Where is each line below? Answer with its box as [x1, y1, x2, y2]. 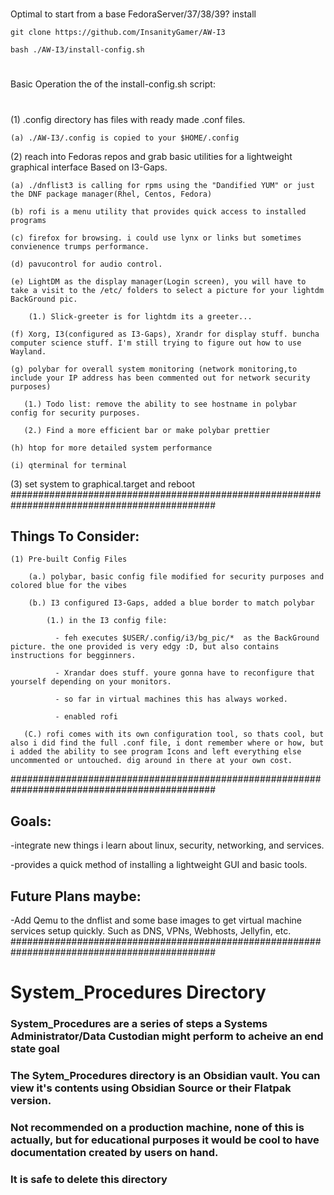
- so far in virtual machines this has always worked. [54, 694, 288, 705]
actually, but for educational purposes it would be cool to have [10, 1133, 320, 1147]
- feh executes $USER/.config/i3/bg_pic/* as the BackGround [54, 633, 320, 643]
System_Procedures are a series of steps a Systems [10, 1017, 268, 1031]
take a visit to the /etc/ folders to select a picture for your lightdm [10, 285, 325, 295]
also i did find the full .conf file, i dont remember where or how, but [10, 738, 325, 748]
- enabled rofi [54, 712, 118, 722]
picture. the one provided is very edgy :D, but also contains [10, 642, 280, 652]
